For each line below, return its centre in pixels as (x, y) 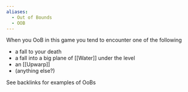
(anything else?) (35, 71)
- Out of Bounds (32, 17)
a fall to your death (38, 52)
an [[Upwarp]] (32, 64)
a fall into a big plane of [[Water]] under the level (75, 58)
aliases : (17, 12)
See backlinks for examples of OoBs (51, 82)
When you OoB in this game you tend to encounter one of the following (94, 40)
